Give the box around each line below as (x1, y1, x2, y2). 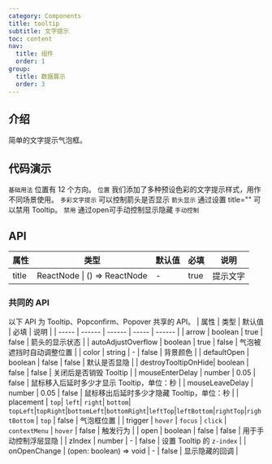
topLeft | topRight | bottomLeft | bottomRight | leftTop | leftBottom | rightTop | (8, 406, 248, 416)
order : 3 (15, 80, 45, 88)
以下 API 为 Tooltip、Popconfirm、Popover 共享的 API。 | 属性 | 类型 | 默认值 (8, 317, 264, 326)
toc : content (8, 34, 53, 43)
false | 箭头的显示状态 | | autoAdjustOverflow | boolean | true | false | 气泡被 (8, 337, 261, 347)
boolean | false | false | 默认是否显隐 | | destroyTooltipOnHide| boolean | (8, 357, 249, 367)
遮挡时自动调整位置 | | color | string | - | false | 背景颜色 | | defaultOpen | (8, 348, 249, 357)
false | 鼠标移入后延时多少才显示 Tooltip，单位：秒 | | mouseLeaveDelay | (8, 378, 254, 387)
